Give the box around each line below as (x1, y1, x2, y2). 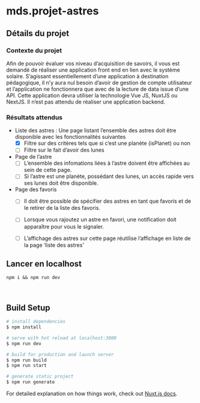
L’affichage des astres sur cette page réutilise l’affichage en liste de (23, 235, 191, 242)
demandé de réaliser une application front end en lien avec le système (6, 66, 180, 73)
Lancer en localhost (6, 259, 82, 269)
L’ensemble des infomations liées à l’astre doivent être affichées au (23, 159, 190, 167)
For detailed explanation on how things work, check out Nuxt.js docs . (6, 390, 178, 398)
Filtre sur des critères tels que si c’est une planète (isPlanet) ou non (23, 140, 191, 147)
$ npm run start (6, 363, 47, 369)
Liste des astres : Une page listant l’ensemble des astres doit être (14, 127, 177, 134)
